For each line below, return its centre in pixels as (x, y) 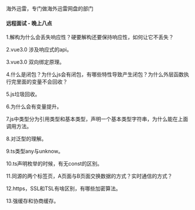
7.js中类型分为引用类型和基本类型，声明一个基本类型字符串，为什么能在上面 (97, 119)
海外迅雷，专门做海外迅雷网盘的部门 (50, 8)
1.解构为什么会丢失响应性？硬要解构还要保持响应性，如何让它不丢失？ (90, 37)
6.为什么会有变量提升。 (34, 106)
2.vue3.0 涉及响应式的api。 (39, 50)
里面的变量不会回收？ (42, 82)
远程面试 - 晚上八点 (29, 23)
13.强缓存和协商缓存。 (33, 201)
